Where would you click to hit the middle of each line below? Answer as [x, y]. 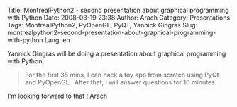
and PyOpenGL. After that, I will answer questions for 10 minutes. [121, 82]
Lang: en [57, 40]
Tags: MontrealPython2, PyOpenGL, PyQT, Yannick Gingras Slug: [103, 25]
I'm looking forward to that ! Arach [57, 96]
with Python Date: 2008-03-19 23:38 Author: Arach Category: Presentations [119, 18]
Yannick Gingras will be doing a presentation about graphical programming [117, 53]
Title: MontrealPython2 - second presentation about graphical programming [118, 10]
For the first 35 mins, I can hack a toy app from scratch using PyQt [122, 75]
